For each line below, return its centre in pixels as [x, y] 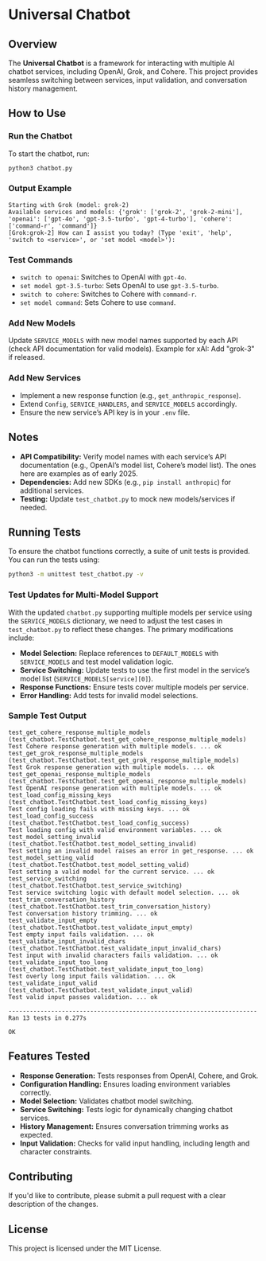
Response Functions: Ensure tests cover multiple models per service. [134, 687]
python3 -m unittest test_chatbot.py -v [76, 575]
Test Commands [40, 260]
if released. [27, 357]
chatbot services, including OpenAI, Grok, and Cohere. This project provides [133, 72]
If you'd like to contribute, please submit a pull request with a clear [117, 1196]
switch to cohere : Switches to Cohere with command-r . [108, 294]
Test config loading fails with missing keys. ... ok [99, 809]
